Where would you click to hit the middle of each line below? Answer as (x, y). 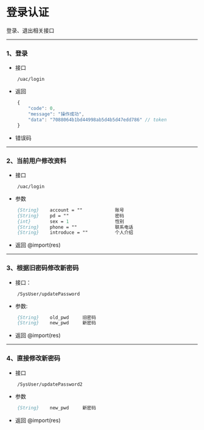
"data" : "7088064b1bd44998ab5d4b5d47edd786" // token (97, 120)
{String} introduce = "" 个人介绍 (75, 233)
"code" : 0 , (42, 109)
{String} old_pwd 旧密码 (57, 317)
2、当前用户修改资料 (36, 160)
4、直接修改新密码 (33, 358)
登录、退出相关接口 (30, 30)
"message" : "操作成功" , (56, 114)
